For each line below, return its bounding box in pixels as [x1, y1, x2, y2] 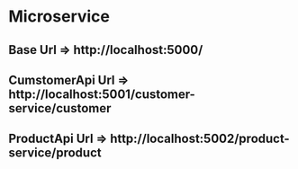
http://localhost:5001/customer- [8, 86, 195, 102]
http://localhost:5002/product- [110, 131, 290, 147]
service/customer [8, 101, 112, 116]
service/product [8, 146, 102, 161]
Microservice [8, 6, 110, 27]
